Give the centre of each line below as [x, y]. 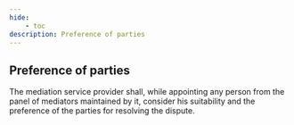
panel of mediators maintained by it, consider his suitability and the [132, 101]
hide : [19, 17]
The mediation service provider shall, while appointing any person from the [147, 92]
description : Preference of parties [77, 34]
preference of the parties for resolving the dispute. [102, 111]
